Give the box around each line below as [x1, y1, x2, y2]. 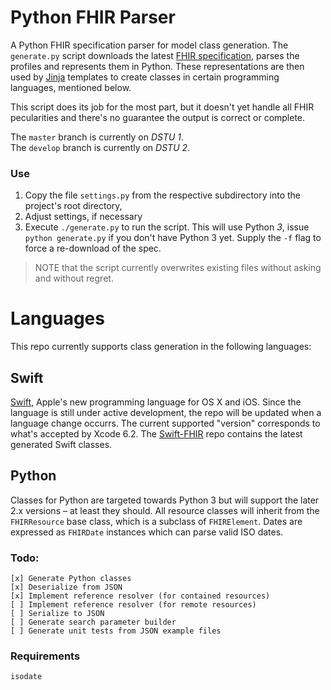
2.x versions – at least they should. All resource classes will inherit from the [10, 504, 320, 516]
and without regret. [34, 272, 114, 285]
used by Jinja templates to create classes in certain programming [10, 71, 280, 83]
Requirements [10, 649, 81, 663]
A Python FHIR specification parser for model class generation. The [10, 39, 289, 51]
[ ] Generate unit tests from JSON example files [10, 626, 222, 636]
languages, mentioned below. [10, 81, 132, 93]
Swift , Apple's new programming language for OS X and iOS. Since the [10, 396, 302, 408]
